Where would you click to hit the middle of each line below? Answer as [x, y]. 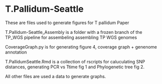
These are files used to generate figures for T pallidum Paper [67, 23]
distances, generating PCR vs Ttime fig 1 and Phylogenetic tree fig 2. [75, 67]
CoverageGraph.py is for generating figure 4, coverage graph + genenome [81, 47]
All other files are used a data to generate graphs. [56, 76]
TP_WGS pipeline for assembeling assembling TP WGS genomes [71, 37]
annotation [16, 52]
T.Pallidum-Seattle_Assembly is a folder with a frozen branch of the [74, 32]
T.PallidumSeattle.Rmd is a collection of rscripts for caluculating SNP [75, 61]
